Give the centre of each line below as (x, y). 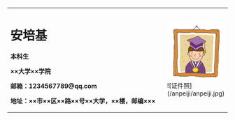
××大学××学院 (30, 71)
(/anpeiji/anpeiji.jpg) (196, 93)
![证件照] (179, 86)
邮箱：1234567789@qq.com (54, 86)
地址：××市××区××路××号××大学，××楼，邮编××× (83, 100)
